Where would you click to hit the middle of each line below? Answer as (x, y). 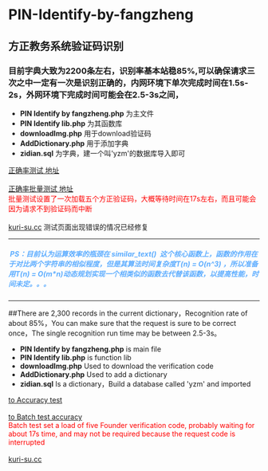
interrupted (27, 442)
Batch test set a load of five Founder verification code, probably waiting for (132, 425)
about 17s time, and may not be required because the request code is (122, 434)
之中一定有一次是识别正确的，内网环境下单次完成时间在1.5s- (132, 83)
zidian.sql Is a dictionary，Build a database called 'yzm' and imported (135, 383)
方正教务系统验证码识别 (66, 46)
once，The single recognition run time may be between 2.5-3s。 (115, 333)
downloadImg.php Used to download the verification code (116, 366)
